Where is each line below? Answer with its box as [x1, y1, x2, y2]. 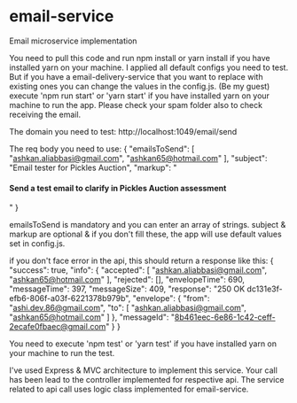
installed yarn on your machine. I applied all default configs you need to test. [9, 62, 289, 73]
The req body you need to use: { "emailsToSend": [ [9, 143, 195, 154]
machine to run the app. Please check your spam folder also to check [9, 99, 263, 110]
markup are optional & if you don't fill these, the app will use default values [9, 229, 282, 240]
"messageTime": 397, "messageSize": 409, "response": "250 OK [9, 283, 246, 294]
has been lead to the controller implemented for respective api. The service [9, 375, 285, 385]
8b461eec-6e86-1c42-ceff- [174, 312, 277, 322]
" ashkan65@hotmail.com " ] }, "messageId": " [9, 312, 176, 322]
